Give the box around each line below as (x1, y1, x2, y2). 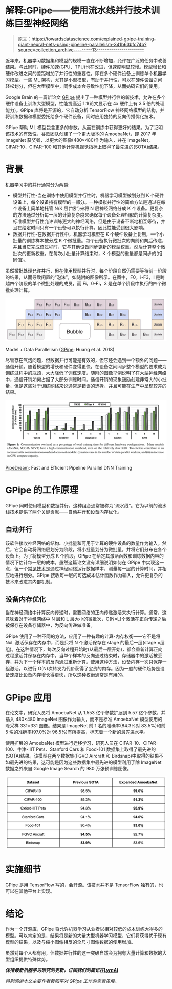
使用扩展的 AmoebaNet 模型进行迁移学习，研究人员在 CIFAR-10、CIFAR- (5, 740, 158, 746)
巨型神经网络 (14, 17, 69, 29)
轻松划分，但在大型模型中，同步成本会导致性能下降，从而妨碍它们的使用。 (5, 83, 162, 89)
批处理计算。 (5, 286, 32, 293)
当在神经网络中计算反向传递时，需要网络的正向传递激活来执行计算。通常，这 (5, 609, 167, 616)
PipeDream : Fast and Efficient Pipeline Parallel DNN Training (5, 464, 132, 471)
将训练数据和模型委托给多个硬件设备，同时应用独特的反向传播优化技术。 (5, 113, 158, 119)
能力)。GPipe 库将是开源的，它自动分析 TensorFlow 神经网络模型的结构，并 (5, 106, 165, 113)
